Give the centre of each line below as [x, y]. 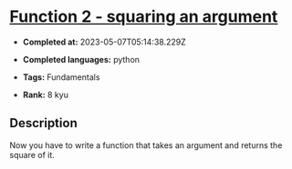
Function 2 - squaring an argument [144, 17]
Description [43, 123]
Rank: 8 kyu [45, 94]
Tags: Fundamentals [61, 77]
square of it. [32, 154]
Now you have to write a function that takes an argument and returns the [146, 145]
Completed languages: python [81, 59]
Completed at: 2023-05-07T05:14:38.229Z [104, 42]
